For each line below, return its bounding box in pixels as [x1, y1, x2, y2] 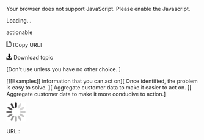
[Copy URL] [12, 41, 43, 48]
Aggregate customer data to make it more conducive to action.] [6, 91, 166, 97]
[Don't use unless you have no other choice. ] [6, 66, 121, 72]
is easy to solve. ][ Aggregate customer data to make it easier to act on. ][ [6, 84, 192, 91]
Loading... [6, 17, 32, 24]
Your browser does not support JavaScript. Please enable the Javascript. [6, 5, 191, 12]
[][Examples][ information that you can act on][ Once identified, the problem [6, 77, 199, 85]
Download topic [13, 54, 54, 61]
